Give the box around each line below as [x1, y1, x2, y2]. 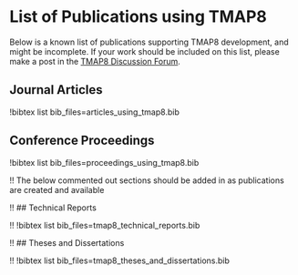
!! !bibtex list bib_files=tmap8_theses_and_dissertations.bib [9, 255, 231, 266]
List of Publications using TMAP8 [9, 6, 267, 27]
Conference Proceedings [9, 133, 155, 148]
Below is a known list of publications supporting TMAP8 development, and [9, 36, 289, 47]
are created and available [9, 184, 105, 195]
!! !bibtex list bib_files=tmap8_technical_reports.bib [9, 219, 200, 230]
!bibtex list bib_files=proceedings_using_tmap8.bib [9, 157, 200, 168]
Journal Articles [9, 82, 103, 97]
